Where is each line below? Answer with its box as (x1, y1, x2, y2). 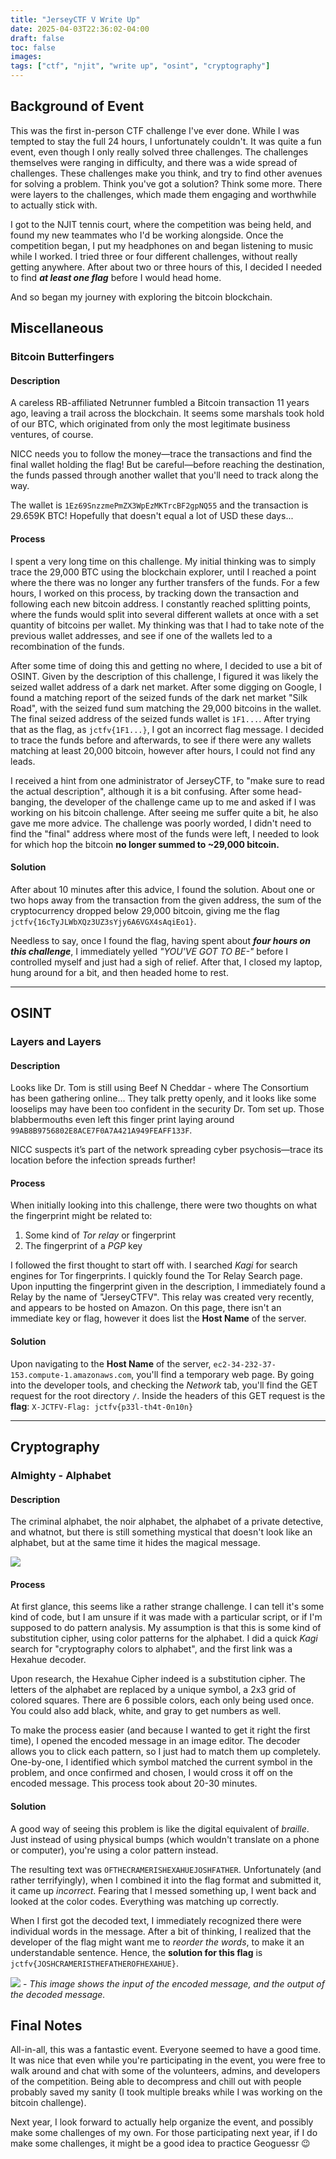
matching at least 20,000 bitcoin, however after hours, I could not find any (10, 744, 316, 756)
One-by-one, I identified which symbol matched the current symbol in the (10, 1756, 313, 1768)
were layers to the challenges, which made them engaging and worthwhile (10, 188, 317, 200)
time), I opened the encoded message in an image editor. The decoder (10, 1735, 301, 1747)
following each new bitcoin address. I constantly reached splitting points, (10, 597, 312, 610)
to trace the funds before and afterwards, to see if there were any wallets (10, 734, 312, 746)
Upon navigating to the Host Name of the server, (10, 1357, 212, 1370)
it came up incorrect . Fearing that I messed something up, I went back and (10, 1884, 317, 1896)
